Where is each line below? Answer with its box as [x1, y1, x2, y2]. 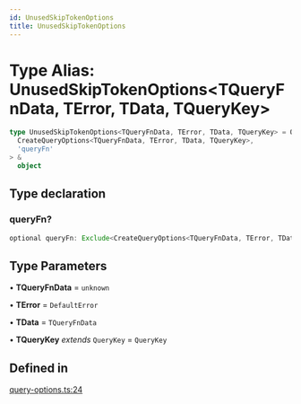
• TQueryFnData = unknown [9, 282, 110, 293]
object [17, 161, 42, 171]
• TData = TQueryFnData [9, 317, 97, 328]
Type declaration [9, 186, 106, 202]
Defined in [9, 360, 69, 375]
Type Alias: [9, 60, 96, 81]
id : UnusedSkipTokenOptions [9, 13, 115, 22]
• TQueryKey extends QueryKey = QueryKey [9, 334, 168, 346]
